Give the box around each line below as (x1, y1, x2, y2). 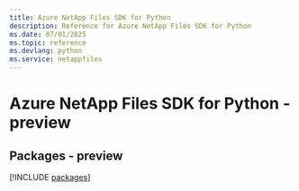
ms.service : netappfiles (9, 55, 103, 64)
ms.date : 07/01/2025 (9, 30, 87, 39)
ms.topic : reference (9, 38, 87, 48)
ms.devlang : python (9, 47, 83, 56)
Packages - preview (9, 148, 123, 163)
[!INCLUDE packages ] (9, 172, 91, 182)
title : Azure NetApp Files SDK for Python (9, 13, 171, 22)
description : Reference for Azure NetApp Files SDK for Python (9, 22, 252, 30)
